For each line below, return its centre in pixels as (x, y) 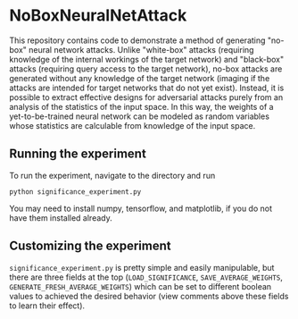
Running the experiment (78, 154)
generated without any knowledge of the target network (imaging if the (140, 78)
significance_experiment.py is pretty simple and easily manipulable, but (142, 267)
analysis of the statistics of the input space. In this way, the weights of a (141, 106)
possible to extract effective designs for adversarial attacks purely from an (146, 97)
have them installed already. (61, 218)
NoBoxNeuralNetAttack (98, 16)
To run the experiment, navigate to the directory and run (112, 175)
